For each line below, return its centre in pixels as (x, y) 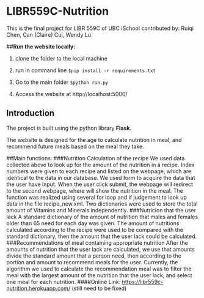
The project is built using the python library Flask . (69, 128)
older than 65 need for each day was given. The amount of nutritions (93, 223)
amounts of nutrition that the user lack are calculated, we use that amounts (101, 249)
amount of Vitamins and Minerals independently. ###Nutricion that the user (101, 210)
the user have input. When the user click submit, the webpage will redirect (100, 184)
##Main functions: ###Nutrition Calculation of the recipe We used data (96, 158)
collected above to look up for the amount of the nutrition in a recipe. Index (100, 165)
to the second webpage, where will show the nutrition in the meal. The (95, 190)
